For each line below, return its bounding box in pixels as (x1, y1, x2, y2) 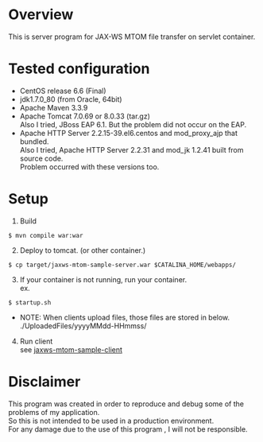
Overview (8, 6, 74, 24)
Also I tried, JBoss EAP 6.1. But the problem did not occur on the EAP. (19, 119, 247, 129)
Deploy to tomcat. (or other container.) (19, 245, 146, 255)
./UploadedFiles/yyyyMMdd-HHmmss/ (19, 320, 147, 331)
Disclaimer (8, 373, 81, 390)
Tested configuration (8, 60, 150, 78)
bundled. (19, 137, 49, 146)
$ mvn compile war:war (8, 231, 83, 239)
